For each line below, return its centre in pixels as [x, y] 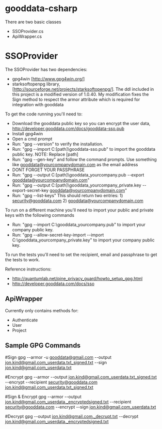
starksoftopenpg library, [36, 84]
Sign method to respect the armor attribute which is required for [76, 99]
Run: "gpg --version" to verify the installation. [57, 144]
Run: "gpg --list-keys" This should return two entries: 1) [67, 195]
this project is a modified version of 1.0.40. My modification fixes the [80, 94]
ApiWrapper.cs [27, 36]
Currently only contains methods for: [42, 310]
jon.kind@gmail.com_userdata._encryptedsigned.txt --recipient [68, 402]
